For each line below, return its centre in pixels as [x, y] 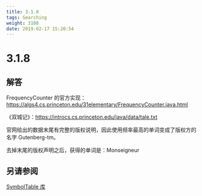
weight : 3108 [23, 23]
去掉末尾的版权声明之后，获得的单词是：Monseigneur [73, 150]
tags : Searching [27, 17]
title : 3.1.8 [23, 12]
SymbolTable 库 [26, 187]
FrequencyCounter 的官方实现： [46, 98]
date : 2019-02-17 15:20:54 [40, 29]
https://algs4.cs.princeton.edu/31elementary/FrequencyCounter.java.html [97, 105]
